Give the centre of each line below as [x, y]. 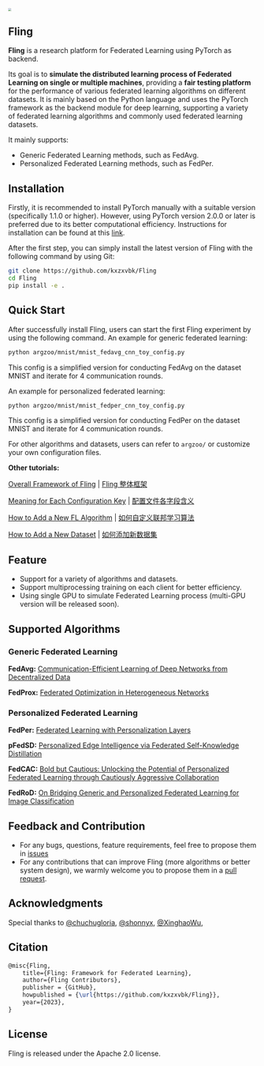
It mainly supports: [39, 140]
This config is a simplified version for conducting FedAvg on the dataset [125, 367]
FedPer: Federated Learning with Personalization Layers [100, 730]
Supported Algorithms [64, 629]
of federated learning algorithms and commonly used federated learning [125, 116]
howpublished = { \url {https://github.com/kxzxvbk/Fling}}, [121, 995]
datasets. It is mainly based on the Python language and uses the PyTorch [128, 100]
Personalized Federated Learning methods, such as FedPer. [117, 164]
